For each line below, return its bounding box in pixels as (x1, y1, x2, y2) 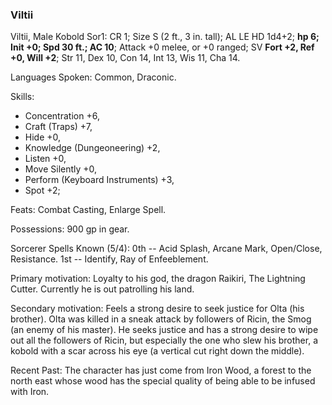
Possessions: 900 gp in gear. (10, 223, 130, 235)
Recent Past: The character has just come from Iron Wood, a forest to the (10, 364, 312, 377)
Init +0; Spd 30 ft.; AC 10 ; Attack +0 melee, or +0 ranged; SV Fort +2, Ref (10, 41, 315, 53)
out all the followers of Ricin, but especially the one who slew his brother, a (10, 334, 319, 347)
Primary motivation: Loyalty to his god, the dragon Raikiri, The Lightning (10, 273, 306, 285)
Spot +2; (24, 184, 61, 197)
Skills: (10, 91, 35, 103)
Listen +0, (24, 153, 67, 165)
